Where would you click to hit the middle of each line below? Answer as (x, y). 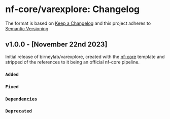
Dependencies (21, 99)
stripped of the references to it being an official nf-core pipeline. (72, 62)
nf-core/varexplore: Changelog (73, 9)
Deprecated (19, 111)
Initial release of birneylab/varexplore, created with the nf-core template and (85, 56)
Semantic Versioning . (27, 28)
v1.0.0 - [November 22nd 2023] (56, 45)
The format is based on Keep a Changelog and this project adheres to (78, 23)
